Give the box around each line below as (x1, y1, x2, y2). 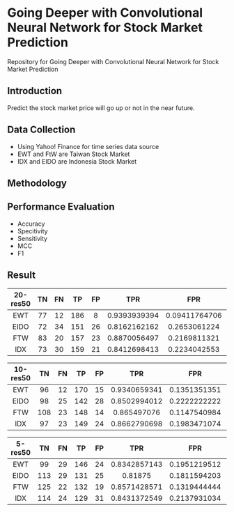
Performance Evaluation (7, 201, 115, 213)
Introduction (7, 85, 63, 97)
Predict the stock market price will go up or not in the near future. (7, 103, 195, 112)
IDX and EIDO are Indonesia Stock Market (17, 157, 137, 165)
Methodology (7, 177, 68, 189)
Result (7, 270, 36, 281)
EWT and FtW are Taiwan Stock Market (17, 150, 130, 158)
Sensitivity (17, 234, 47, 242)
